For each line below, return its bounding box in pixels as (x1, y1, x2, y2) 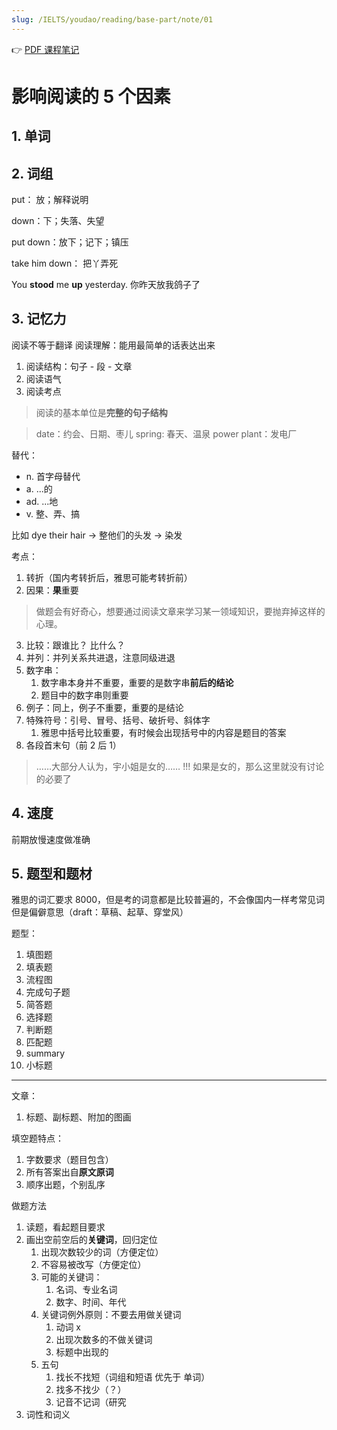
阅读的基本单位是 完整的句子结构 (35, 406, 168, 418)
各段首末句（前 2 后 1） (25, 739, 122, 751)
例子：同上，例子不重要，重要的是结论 (25, 701, 184, 713)
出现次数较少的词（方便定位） (40, 1246, 164, 1258)
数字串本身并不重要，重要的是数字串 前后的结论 (40, 676, 234, 688)
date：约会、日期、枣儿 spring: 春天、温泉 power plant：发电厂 (35, 427, 298, 440)
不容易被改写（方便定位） (40, 1259, 147, 1271)
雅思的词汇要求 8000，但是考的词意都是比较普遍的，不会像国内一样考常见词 (11, 894, 326, 906)
